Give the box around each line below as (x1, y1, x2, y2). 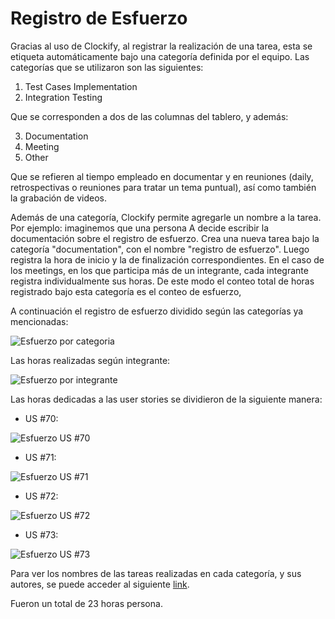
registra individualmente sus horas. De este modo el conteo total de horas (10, 275, 315, 287)
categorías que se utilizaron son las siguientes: (10, 61, 204, 73)
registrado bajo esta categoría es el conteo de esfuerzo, (10, 285, 242, 297)
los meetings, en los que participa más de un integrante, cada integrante (10, 264, 309, 276)
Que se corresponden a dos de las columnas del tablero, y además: (10, 110, 289, 122)
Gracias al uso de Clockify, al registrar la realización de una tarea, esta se (10, 40, 313, 52)
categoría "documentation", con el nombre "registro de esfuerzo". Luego (10, 243, 310, 255)
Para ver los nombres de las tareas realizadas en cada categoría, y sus (10, 567, 302, 579)
